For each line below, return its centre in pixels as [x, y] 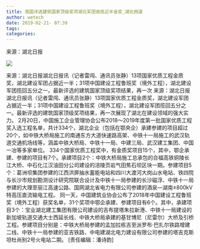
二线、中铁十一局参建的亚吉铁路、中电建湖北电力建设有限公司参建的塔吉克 [97, 232]
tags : [13, 28]
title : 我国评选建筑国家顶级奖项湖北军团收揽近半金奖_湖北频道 [74, 12]
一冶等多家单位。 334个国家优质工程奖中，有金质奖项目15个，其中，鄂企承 [98, 150]
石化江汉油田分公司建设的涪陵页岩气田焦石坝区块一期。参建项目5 [112, 165]
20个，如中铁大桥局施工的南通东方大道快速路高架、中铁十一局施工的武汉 [96, 136]
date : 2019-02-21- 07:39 [37, 23]
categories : [21, 34]
